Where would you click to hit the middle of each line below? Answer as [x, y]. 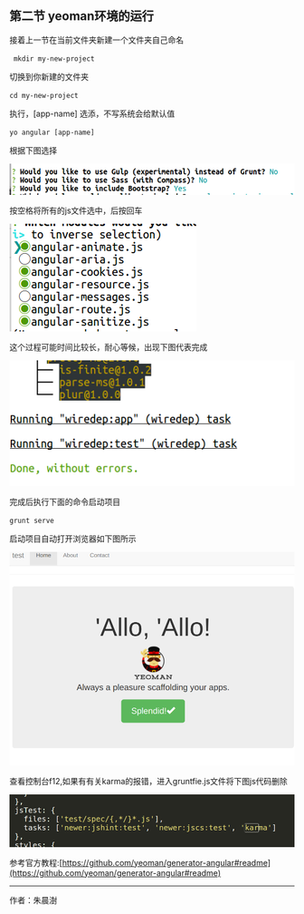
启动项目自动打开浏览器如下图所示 [73, 539]
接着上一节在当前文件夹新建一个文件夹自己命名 [96, 40]
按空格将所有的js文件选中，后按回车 [76, 210]
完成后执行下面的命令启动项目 [65, 501]
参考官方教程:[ [36, 862]
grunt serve [32, 520]
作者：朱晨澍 [33, 899]
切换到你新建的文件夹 [49, 76]
